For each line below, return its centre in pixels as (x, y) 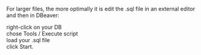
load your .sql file (28, 40)
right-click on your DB (34, 27)
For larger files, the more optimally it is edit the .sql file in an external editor (101, 9)
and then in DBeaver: (33, 15)
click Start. (20, 46)
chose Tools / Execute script (42, 34)
